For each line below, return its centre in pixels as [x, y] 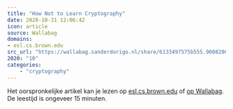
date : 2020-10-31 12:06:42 [46, 20]
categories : [24, 65]
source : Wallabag [32, 33]
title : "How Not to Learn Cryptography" [67, 13]
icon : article [28, 26]
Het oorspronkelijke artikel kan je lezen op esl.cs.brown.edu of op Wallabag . [115, 91]
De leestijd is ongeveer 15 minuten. [57, 98]
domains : [20, 39]
